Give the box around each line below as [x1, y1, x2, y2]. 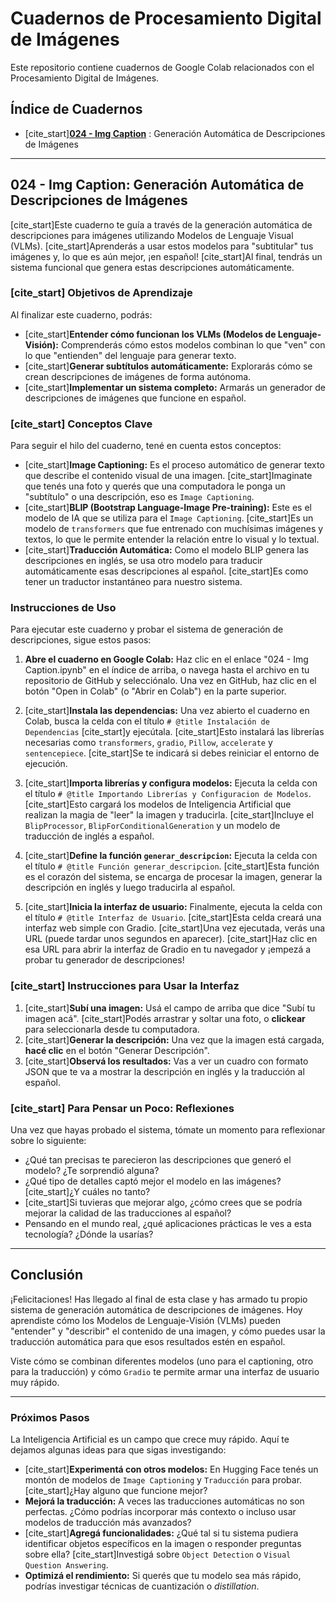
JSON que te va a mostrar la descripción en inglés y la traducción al [24, 1065, 305, 1077]
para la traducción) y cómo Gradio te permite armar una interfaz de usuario [10, 1365, 320, 1377]
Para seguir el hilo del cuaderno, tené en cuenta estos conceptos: [10, 440, 282, 452]
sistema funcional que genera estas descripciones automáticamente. [10, 261, 295, 273]
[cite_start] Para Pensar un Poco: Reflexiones [10, 1101, 235, 1115]
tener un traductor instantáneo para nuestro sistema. [24, 576, 243, 588]
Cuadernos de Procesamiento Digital [10, 7, 322, 30]
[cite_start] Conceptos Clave [10, 417, 153, 431]
